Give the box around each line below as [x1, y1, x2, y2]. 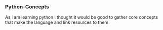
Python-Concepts [5, 3, 49, 10]
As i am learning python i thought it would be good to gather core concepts [5, 15, 158, 20]
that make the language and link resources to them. [5, 19, 110, 25]
